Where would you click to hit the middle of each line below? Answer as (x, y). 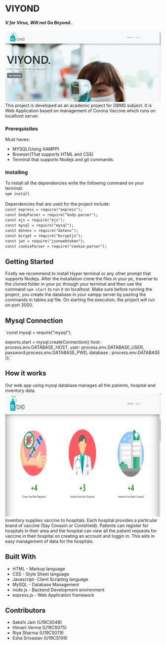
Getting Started (29, 262)
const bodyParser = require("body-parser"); (52, 215)
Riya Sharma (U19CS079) (38, 633)
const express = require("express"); (44, 210)
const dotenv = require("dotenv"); (42, 231)
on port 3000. (19, 305)
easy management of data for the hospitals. (49, 541)
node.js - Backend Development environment (58, 590)
